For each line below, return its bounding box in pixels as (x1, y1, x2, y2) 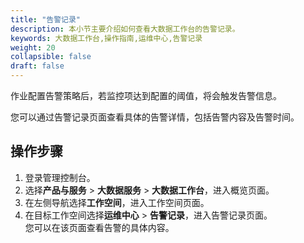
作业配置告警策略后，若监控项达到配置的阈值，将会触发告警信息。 (10, 90, 282, 101)
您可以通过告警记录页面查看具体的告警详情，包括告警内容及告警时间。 (10, 111, 300, 123)
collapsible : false (10, 52, 92, 62)
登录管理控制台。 (24, 171, 96, 183)
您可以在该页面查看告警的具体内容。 (24, 221, 175, 233)
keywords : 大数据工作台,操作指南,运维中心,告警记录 (10, 33, 203, 43)
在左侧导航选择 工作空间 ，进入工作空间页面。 (24, 196, 210, 208)
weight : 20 (10, 42, 56, 53)
